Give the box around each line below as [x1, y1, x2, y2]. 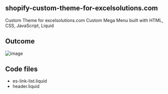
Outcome [5, 37, 35, 45]
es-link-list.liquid [12, 78, 47, 84]
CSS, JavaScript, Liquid [5, 22, 54, 28]
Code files [5, 65, 38, 73]
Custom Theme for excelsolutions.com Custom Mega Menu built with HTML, [5, 17, 163, 23]
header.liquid [12, 83, 40, 89]
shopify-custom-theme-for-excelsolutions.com [5, 4, 158, 12]
